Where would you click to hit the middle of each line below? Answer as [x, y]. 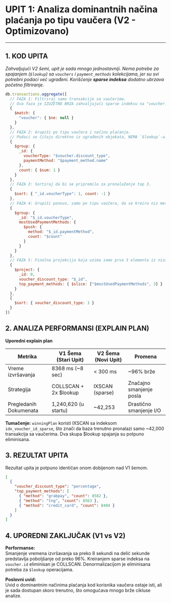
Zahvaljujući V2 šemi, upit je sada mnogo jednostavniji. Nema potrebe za [82, 68]
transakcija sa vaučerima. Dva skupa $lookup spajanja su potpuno [75, 434]
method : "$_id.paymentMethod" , [61, 232]
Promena [146, 356]
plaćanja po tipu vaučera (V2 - [70, 20]
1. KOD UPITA [27, 56]
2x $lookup [65, 393]
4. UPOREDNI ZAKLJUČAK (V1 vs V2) [65, 535]
